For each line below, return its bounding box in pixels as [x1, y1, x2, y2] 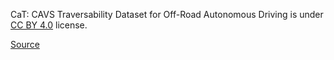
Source [10, 39, 40, 50]
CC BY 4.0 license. [10, 19, 88, 31]
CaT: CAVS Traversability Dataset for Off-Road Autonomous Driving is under [10, 9, 324, 20]
